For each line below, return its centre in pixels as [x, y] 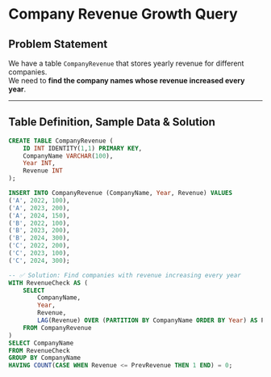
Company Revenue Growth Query [123, 14]
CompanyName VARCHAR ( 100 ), [68, 156]
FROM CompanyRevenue [57, 328]
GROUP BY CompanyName [45, 358]
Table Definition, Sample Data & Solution [112, 122]
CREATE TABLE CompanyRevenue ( [61, 141]
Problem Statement [58, 44]
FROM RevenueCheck [39, 350]
